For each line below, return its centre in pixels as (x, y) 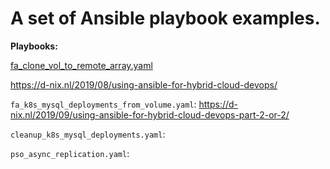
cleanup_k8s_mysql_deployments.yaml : (88, 134)
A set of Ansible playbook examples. (165, 18)
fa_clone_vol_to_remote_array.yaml (81, 65)
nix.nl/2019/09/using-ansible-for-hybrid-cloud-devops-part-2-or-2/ (150, 114)
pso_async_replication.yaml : (70, 153)
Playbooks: (34, 46)
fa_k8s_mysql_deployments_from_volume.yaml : (103, 104)
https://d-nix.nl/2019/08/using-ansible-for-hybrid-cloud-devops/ (144, 84)
